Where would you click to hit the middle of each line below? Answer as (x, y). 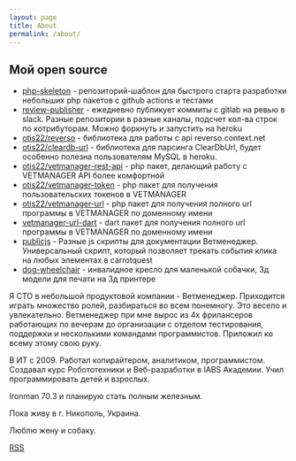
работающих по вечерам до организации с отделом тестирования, (136, 325)
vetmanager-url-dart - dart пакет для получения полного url (133, 223)
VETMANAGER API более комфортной (93, 176)
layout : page (33, 17)
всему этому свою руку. (55, 343)
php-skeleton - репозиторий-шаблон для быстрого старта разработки (154, 91)
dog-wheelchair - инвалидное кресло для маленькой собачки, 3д (145, 270)
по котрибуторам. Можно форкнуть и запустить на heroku (132, 128)
